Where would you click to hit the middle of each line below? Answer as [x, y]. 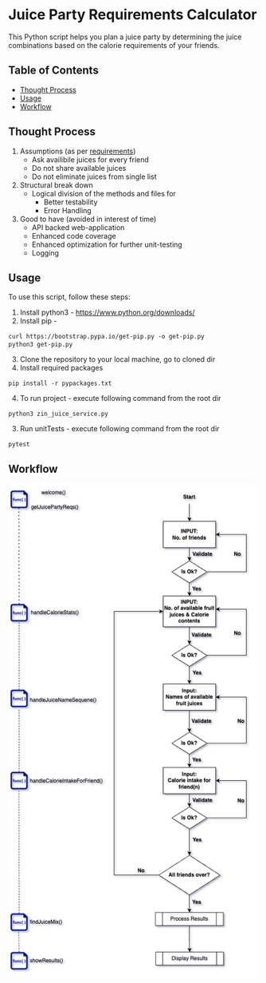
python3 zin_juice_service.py [59, 414]
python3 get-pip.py [41, 345]
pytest [19, 445]
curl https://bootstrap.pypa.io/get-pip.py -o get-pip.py [106, 337]
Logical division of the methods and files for [104, 193]
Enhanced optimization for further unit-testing [107, 244]
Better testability [70, 202]
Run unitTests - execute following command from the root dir [119, 429]
